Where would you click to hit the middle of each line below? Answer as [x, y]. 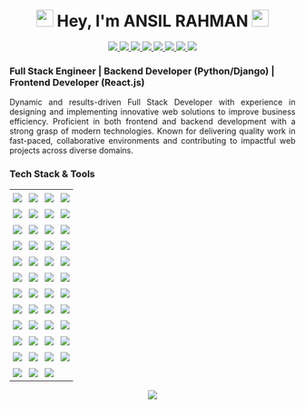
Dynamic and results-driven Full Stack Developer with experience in [152, 102]
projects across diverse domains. [71, 151]
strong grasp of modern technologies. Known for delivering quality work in [152, 131]
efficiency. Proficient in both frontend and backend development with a [152, 122]
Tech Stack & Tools [52, 175]
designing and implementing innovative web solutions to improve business [152, 112]
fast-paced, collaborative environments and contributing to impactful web [152, 141]
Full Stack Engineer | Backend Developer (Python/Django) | [142, 71]
